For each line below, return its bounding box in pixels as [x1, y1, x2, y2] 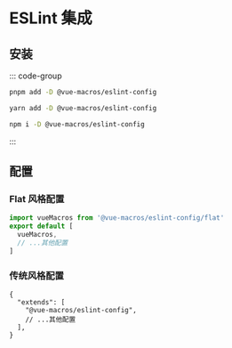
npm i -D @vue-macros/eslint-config [9, 119, 145, 129]
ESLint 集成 [9, 8, 93, 28]
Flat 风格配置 [9, 192, 65, 205]
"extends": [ [17, 297, 66, 307]
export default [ [9, 222, 74, 231]
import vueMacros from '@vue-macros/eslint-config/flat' [9, 214, 225, 223]
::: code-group [9, 70, 62, 81]
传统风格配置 [9, 269, 65, 281]
